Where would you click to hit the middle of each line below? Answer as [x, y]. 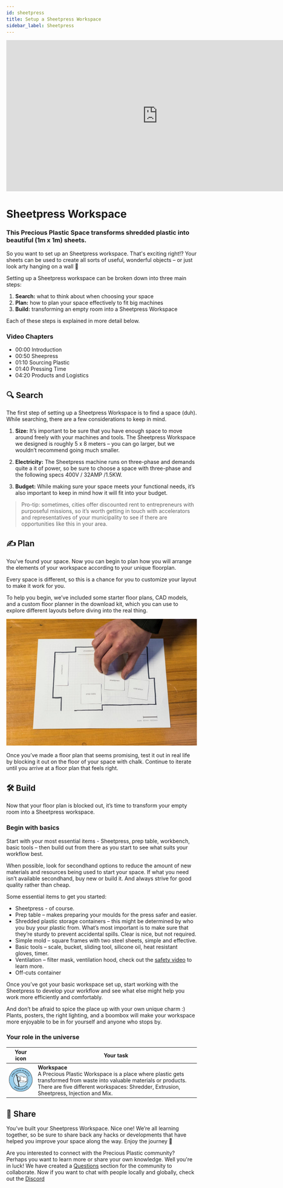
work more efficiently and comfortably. [55, 997]
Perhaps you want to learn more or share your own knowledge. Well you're [99, 1159]
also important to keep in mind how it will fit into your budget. [91, 492]
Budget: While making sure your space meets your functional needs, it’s [105, 486]
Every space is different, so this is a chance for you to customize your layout [101, 579]
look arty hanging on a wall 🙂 [42, 266]
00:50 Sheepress [37, 356]
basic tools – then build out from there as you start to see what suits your [97, 847]
